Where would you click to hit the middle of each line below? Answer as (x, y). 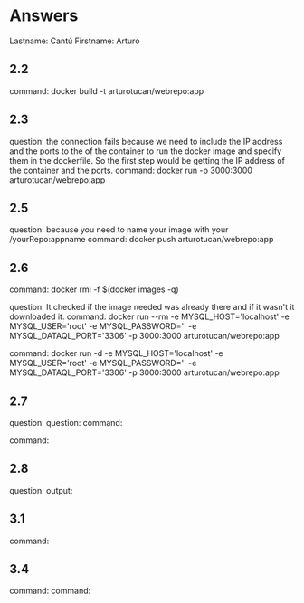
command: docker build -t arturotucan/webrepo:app (107, 90)
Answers (44, 16)
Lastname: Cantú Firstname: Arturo (75, 41)
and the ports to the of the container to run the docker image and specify (146, 151)
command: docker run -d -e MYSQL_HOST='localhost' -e (116, 353)
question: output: (41, 490)
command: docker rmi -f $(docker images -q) (94, 289)
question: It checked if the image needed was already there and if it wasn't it (152, 307)
